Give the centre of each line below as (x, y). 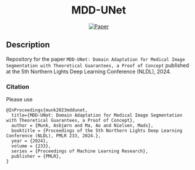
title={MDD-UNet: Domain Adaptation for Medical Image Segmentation (97, 115)
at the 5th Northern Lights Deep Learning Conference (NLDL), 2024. (89, 72)
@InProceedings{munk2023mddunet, (47, 110)
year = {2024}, (30, 141)
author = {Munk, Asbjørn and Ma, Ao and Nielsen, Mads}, (83, 126)
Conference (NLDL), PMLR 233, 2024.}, (53, 136)
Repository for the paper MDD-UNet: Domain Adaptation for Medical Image (95, 59)
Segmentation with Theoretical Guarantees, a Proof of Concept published (98, 65)
